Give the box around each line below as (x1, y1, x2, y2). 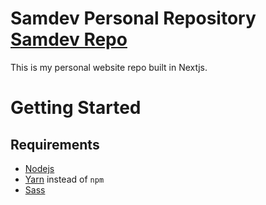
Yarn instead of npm (24, 173, 105, 185)
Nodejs (24, 162, 55, 174)
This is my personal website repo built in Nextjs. (10, 61, 208, 73)
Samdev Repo (10, 28, 128, 51)
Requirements (10, 136, 100, 153)
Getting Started (10, 97, 142, 119)
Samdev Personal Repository (10, 7, 257, 30)
